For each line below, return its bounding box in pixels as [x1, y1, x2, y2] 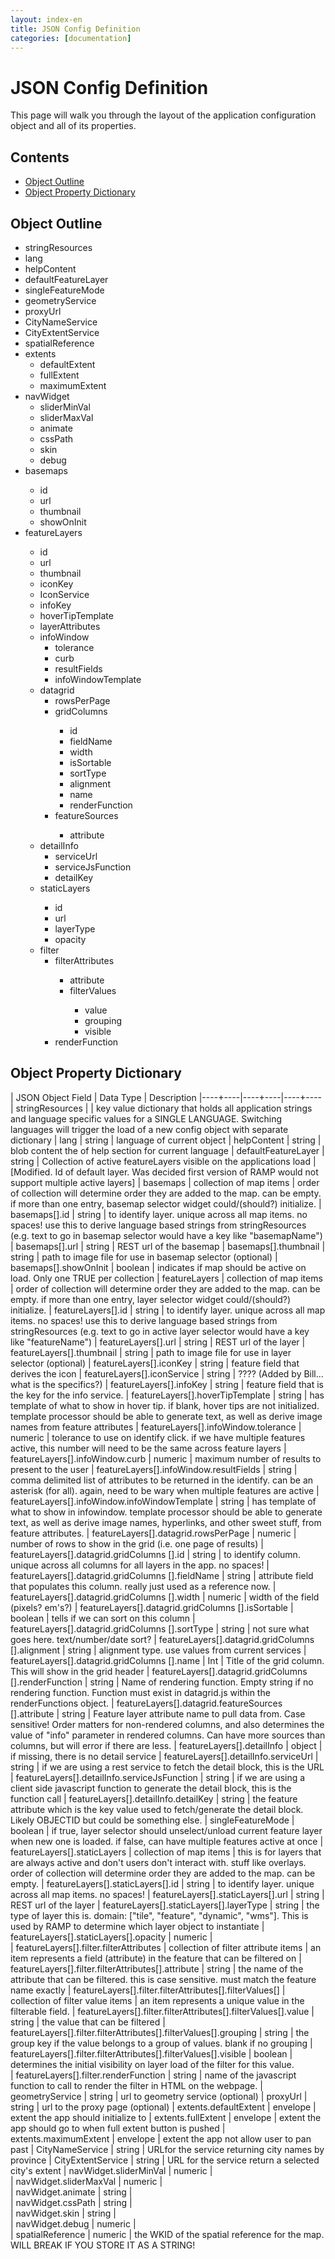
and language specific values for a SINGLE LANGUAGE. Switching [10, 1112, 283, 1125]
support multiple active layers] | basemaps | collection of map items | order [10, 1176, 320, 1188]
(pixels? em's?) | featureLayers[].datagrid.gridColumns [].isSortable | [10, 1601, 294, 1613]
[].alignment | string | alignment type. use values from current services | [10, 1644, 307, 1656]
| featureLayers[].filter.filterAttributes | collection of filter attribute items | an [10, 1941, 322, 1953]
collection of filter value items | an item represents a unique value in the [10, 1994, 305, 2006]
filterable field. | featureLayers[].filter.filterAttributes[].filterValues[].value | [10, 2005, 315, 2017]
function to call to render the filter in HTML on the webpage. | [10, 2079, 263, 2091]
